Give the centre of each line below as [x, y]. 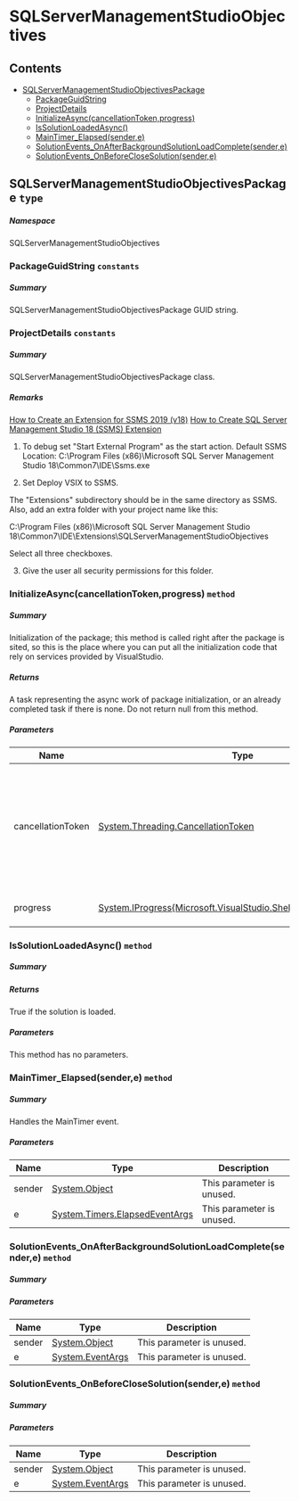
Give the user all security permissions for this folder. [117, 571]
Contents [36, 68]
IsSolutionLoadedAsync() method [81, 945]
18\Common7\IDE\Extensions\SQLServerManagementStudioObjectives [139, 536]
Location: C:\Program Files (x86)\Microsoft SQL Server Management [148, 456]
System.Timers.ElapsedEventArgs [123, 1215]
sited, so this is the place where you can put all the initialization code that [143, 647]
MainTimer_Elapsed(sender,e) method [91, 1078]
